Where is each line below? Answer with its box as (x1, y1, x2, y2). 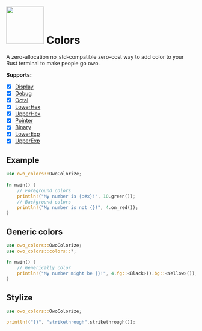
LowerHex (14, 103, 41, 111)
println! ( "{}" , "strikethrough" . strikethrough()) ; (6, 319, 136, 326)
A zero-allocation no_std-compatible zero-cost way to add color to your (6, 53, 185, 60)
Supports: (6, 71, 32, 78)
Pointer (14, 117, 33, 124)
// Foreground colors (17, 187, 71, 193)
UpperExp (14, 137, 40, 144)
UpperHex (14, 110, 41, 117)
